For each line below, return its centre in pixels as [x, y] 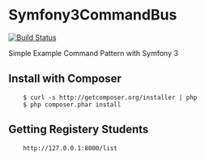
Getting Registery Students [79, 130]
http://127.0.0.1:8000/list [70, 148]
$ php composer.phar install [72, 104]
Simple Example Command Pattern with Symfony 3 [93, 53]
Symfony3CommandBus [93, 15]
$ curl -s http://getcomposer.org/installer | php [110, 97]
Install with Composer [65, 79]
